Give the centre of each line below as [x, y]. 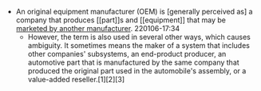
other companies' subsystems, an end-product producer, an [127, 54]
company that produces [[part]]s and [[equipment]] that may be [121, 20]
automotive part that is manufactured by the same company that [133, 62]
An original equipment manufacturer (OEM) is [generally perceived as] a [134, 12]
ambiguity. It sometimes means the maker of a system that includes [138, 45]
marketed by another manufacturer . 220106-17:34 [98, 28]
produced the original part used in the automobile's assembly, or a [137, 71]
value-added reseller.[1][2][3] [76, 79]
